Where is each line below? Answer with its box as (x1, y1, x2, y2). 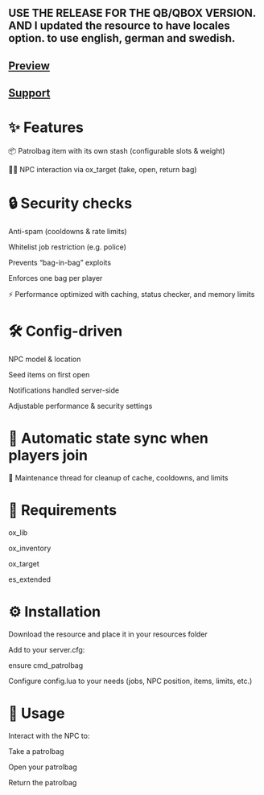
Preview (8, 59, 51, 72)
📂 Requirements (8, 501, 118, 520)
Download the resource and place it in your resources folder (8, 629, 208, 639)
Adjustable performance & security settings (8, 401, 153, 410)
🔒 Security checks (8, 195, 133, 212)
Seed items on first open (8, 369, 90, 379)
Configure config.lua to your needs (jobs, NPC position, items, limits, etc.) (8, 676, 253, 686)
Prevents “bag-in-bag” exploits (8, 257, 111, 268)
